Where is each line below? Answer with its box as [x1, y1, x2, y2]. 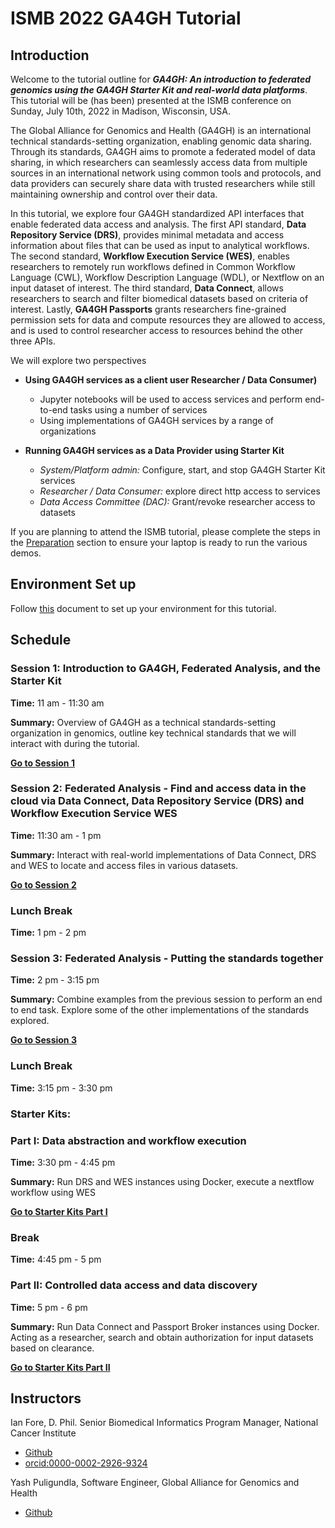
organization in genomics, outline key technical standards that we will [10, 727, 297, 739]
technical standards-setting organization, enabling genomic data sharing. [10, 135, 313, 147]
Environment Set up [10, 576, 137, 593]
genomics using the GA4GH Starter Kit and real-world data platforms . [10, 84, 308, 96]
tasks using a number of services [69, 404, 208, 416]
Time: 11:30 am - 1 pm [10, 829, 102, 841]
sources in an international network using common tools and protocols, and [10, 167, 322, 179]
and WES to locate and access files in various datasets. [10, 859, 239, 871]
